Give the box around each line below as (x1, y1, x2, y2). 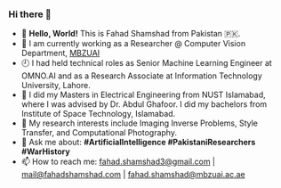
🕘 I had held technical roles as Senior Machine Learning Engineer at (20, 58, 272, 69)
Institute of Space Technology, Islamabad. (20, 109, 176, 119)
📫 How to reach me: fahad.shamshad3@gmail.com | (20, 156, 215, 168)
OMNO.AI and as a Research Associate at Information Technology (20, 70, 263, 81)
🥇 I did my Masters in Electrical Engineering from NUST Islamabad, (20, 89, 266, 101)
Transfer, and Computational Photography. (20, 127, 177, 138)
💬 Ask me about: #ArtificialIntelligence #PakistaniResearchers (20, 137, 256, 148)
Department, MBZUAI (20, 48, 100, 59)
